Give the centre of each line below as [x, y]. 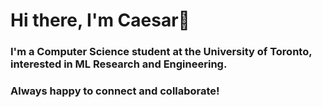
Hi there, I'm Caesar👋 [100, 20]
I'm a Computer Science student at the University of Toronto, [161, 52]
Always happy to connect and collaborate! [115, 91]
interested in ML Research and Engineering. [119, 64]
